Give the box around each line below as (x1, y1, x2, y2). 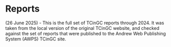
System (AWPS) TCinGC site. (5, 36, 66, 42)
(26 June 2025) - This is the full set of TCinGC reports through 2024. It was (5, 20, 164, 26)
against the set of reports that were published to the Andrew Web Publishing (5, 30, 166, 36)
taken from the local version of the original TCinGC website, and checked (5, 25, 160, 31)
